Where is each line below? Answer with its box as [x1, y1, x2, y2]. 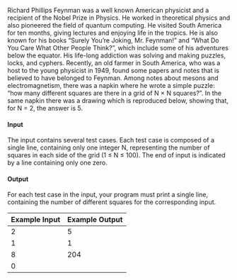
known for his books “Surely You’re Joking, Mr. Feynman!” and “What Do [7, 36, 219, 45]
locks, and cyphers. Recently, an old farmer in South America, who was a [7, 59, 221, 67]
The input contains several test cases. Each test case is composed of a [7, 136, 214, 145]
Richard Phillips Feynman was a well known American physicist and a [7, 6, 209, 14]
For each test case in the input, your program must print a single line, [7, 191, 209, 199]
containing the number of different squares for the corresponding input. [7, 198, 216, 206]
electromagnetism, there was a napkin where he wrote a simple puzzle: [7, 82, 215, 89]
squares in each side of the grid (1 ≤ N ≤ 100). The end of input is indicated [7, 151, 226, 159]
